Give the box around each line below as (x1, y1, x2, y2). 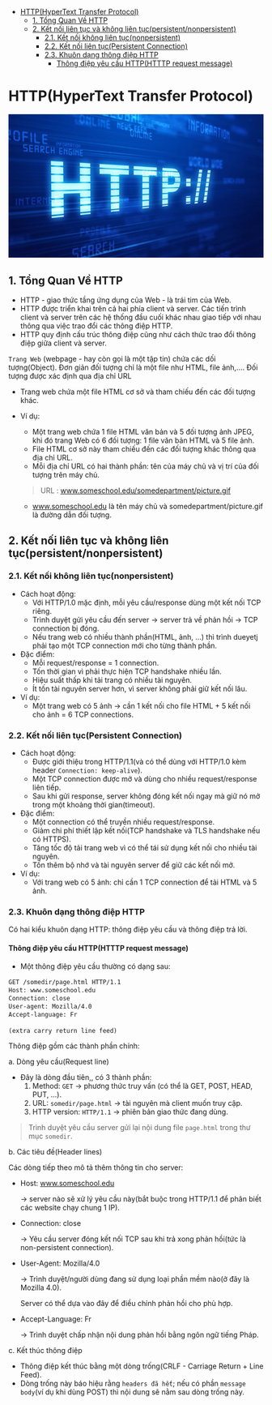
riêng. (32, 606, 53, 615)
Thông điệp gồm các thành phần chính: (8, 1041, 140, 1051)
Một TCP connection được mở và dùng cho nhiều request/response (32, 774, 257, 784)
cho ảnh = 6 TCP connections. (32, 709, 134, 719)
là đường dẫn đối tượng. (32, 510, 112, 520)
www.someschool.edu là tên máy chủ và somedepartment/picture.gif (32, 502, 263, 512)
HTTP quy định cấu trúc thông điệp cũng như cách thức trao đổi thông (19, 330, 257, 340)
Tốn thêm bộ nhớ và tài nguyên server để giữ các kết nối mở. (32, 860, 236, 870)
